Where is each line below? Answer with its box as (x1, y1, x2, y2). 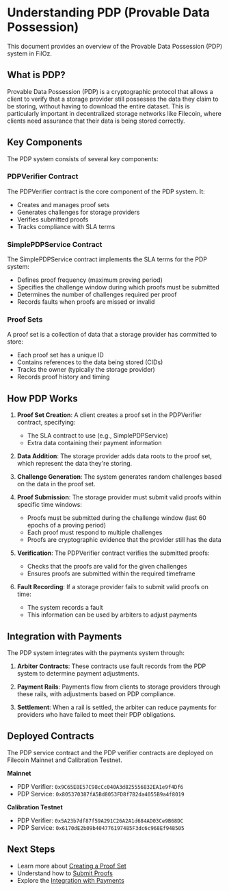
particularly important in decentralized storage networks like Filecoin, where (7, 109, 222, 117)
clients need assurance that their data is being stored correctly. (7, 117, 186, 125)
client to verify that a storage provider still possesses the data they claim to (7, 95, 219, 103)
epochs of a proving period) (27, 521, 107, 530)
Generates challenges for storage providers (16, 208, 140, 216)
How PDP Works (7, 392, 78, 404)
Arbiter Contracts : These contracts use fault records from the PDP (16, 662, 206, 670)
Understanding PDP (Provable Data (7, 5, 211, 21)
